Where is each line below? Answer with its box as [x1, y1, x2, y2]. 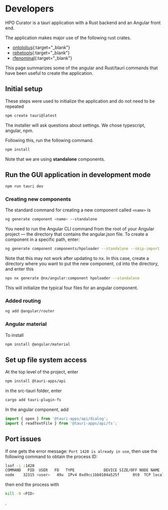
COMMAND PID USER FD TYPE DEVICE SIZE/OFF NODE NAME [5, 468, 160, 473]
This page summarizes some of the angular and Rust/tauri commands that [5, 65, 158, 71]
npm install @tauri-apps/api [5, 378, 66, 384]
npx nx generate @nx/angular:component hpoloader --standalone [5, 276, 140, 281]
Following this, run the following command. [5, 137, 94, 143]
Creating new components [5, 196, 71, 203]
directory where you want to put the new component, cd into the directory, [5, 261, 159, 267]
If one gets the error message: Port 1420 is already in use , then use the [5, 448, 157, 454]
